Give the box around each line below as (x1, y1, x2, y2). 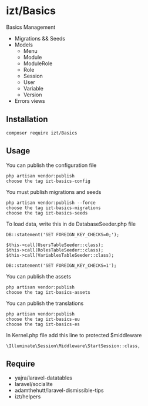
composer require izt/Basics (6, 130, 78, 136)
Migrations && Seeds (14, 35, 66, 42)
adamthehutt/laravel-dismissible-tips (14, 387, 104, 394)
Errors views (14, 97, 45, 104)
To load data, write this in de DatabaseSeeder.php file (6, 220, 136, 227)
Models (14, 41, 33, 48)
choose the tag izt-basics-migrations (6, 204, 101, 211)
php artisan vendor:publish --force (6, 200, 96, 206)
